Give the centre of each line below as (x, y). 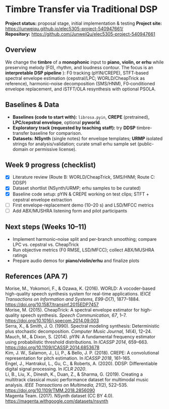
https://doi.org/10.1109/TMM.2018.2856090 (50, 390)
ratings (20, 255)
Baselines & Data (32, 105)
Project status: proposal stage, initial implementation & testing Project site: (84, 23)
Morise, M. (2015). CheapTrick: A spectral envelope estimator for (72, 310)
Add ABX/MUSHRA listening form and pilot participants (70, 211)
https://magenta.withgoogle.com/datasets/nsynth (57, 401)
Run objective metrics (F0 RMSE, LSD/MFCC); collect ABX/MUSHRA (83, 250)
